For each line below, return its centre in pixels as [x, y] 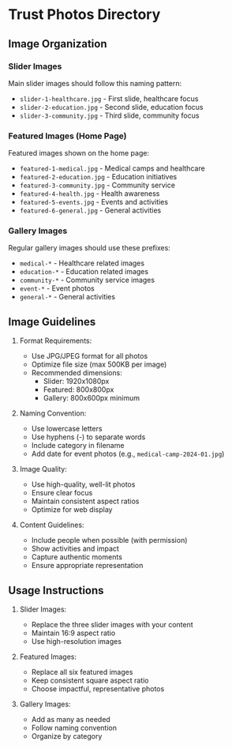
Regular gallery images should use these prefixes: [90, 248]
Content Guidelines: [52, 525]
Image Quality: [43, 469]
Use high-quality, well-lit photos [83, 484]
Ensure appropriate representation [87, 566]
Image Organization [58, 44]
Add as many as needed [71, 720]
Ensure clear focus [62, 493]
